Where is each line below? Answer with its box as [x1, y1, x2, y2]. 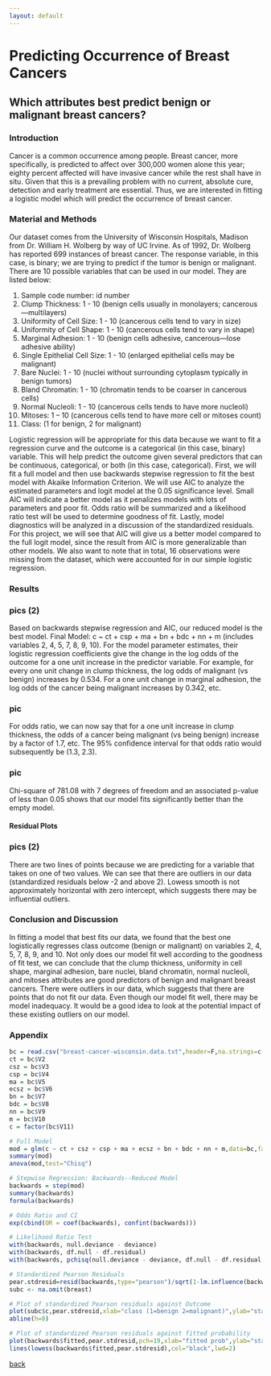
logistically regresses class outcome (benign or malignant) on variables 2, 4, [9, 941, 262, 950]
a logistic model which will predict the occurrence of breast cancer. [9, 193, 232, 203]
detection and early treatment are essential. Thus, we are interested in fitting [9, 185, 263, 194]
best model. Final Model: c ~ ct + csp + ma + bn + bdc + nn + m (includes [9, 632, 254, 642]
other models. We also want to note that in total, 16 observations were [9, 546, 240, 555]
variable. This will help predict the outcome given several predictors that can [9, 451, 263, 461]
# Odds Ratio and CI [9, 1211, 79, 1220]
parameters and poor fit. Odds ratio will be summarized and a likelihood [9, 503, 246, 513]
